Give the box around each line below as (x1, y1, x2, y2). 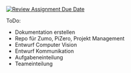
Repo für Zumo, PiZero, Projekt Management (14, 35, 125, 42)
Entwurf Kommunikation (14, 47, 74, 55)
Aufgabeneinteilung (14, 54, 64, 61)
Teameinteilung (14, 60, 53, 67)
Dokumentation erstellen (14, 28, 76, 36)
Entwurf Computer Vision (14, 42, 77, 48)
